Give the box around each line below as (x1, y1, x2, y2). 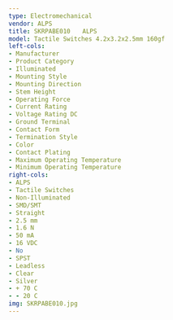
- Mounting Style (8, 72, 67, 81)
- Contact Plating (8, 148, 71, 156)
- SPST (8, 254, 31, 262)
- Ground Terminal (8, 118, 71, 126)
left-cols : (8, 42, 45, 50)
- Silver (8, 277, 38, 285)
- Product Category (8, 58, 75, 66)
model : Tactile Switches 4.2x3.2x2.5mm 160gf (8, 34, 165, 43)
